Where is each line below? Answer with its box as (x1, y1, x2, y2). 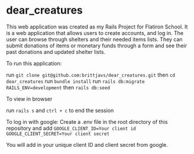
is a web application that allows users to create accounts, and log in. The (6, 29, 184, 36)
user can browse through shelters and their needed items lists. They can (6, 36, 183, 43)
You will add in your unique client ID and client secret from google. (6, 141, 169, 148)
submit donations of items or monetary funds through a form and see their (6, 42, 187, 49)
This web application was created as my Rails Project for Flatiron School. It (6, 23, 188, 30)
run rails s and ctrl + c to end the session (6, 107, 114, 114)
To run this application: (6, 60, 62, 67)
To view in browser (6, 95, 53, 102)
